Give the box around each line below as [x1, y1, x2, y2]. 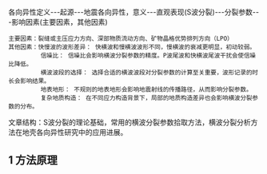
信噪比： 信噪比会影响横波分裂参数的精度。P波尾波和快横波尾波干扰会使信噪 [40, 52, 256, 60]
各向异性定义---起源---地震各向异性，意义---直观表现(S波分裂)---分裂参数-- [8, 7, 260, 17]
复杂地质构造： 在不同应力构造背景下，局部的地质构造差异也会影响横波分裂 [40, 94, 253, 102]
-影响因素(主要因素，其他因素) [8, 18, 108, 27]
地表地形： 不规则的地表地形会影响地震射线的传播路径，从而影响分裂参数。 [40, 85, 253, 94]
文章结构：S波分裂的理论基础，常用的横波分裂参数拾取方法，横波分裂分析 [8, 117, 251, 127]
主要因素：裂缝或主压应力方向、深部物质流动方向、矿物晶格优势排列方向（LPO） [8, 35, 233, 43]
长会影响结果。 [8, 77, 50, 85]
